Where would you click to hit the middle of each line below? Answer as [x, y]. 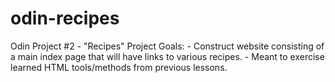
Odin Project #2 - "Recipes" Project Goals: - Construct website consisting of [167, 46]
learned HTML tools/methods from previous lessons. [119, 67]
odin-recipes [65, 18]
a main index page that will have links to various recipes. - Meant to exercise [167, 56]
